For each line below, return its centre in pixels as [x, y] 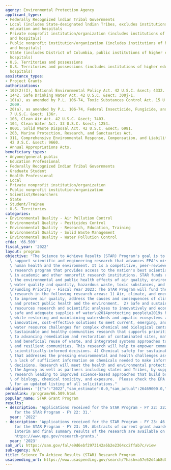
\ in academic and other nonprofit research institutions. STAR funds [86, 275]
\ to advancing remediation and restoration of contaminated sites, [84, 337]
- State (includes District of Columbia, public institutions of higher [84, 52]
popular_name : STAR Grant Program [42, 398]
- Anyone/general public [32, 157]
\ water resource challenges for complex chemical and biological [82, 327]
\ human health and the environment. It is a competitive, [74, 266]
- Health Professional [29, 176]
